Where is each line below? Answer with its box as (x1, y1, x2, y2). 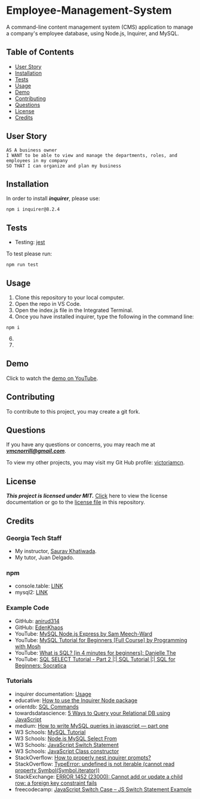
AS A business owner (6, 147, 58, 153)
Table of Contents (6, 47, 75, 57)
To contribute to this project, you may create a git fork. (6, 408, 140, 415)
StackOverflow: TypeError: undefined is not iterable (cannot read (14, 760, 175, 767)
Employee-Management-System (6, 4, 172, 17)
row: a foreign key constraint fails (14, 779, 97, 786)
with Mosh (14, 643, 41, 650)
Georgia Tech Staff (6, 534, 62, 542)
